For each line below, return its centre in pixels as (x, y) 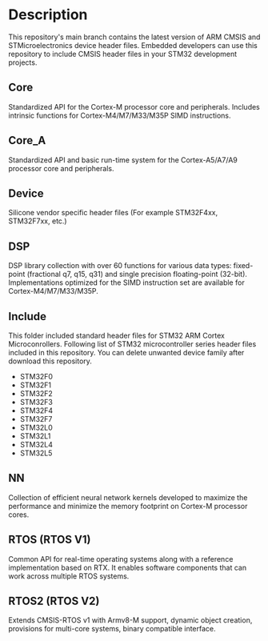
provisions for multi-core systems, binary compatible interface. (112, 629)
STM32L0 (36, 427)
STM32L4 (36, 445)
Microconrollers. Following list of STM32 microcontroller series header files (132, 344)
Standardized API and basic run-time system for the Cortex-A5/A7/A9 (123, 160)
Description (48, 15)
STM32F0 (36, 377)
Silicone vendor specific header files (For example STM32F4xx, (113, 213)
